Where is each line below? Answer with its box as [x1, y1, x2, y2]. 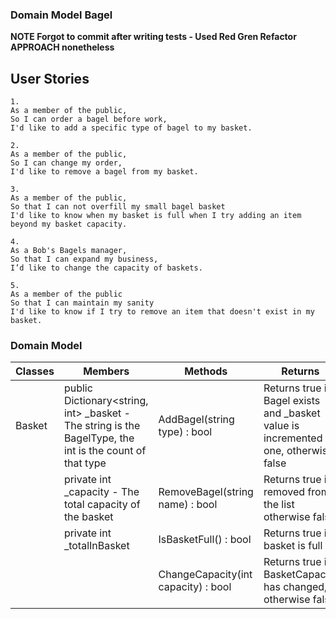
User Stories [10, 70, 90, 87]
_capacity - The [63, 485, 140, 499]
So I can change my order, [10, 158, 123, 168]
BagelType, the [63, 431, 135, 445]
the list [263, 498, 295, 512]
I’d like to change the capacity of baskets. [10, 263, 203, 273]
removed [263, 485, 306, 499]
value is [263, 419, 300, 433]
